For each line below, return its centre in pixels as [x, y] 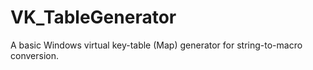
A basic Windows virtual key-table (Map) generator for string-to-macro [156, 45]
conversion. [34, 55]
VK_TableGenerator [93, 17]
